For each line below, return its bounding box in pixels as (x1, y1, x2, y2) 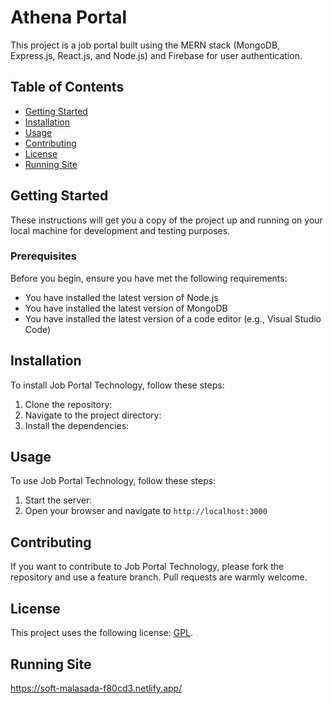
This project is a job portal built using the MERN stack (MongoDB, (10, 39, 281, 51)
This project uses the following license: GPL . (10, 627, 194, 639)
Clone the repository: (24, 398, 113, 410)
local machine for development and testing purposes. (10, 224, 231, 236)
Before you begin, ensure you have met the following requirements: (10, 272, 288, 284)
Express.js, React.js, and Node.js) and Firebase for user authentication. (10, 49, 303, 61)
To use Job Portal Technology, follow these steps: (10, 475, 217, 487)
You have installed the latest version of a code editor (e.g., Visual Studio (24, 312, 322, 325)
